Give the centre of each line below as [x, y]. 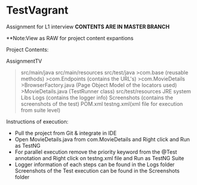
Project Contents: [28, 49]
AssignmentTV [24, 61]
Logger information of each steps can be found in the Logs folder [95, 164]
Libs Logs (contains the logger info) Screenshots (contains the [97, 98]
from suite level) [40, 110]
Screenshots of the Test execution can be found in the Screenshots [97, 171]
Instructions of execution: [37, 121]
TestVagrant [37, 10]
